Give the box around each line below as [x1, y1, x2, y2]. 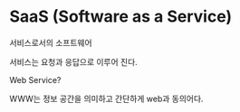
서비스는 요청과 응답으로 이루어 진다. [9, 56, 138, 67]
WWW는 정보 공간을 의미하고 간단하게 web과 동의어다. [9, 93, 204, 104]
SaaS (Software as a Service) [9, 6, 233, 27]
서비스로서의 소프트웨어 [9, 37, 92, 48]
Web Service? [9, 74, 62, 85]
